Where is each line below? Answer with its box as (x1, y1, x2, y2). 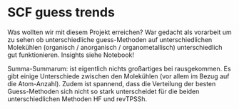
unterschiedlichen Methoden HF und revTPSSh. (7, 94, 148, 103)
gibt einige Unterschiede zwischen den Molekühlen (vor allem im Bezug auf (7, 72, 230, 81)
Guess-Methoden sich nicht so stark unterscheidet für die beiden (7, 87, 200, 95)
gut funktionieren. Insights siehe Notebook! (7, 51, 134, 59)
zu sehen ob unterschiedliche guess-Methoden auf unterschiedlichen (7, 35, 213, 43)
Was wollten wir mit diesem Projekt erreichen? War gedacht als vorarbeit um (7, 28, 232, 36)
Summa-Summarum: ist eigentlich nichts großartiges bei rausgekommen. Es (7, 64, 231, 73)
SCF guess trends (7, 4, 116, 21)
